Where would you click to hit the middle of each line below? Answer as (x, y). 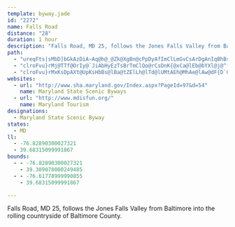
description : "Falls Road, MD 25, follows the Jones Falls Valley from (114, 46)
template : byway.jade (39, 14)
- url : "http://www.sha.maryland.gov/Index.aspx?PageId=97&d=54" (111, 85)
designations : (28, 111)
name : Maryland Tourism (55, 105)
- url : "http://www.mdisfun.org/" (64, 98)
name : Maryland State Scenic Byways (73, 91)
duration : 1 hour (33, 40)
